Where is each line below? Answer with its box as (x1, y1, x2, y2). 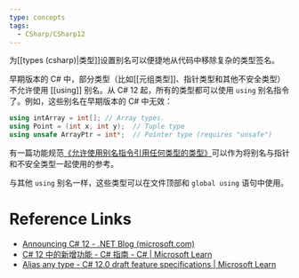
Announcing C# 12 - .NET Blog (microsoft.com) (21, 238, 196, 249)
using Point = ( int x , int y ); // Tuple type (9, 122, 185, 131)
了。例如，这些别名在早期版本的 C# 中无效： (9, 96, 173, 107)
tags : (9, 21, 29, 30)
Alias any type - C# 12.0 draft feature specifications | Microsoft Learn (21, 258, 277, 269)
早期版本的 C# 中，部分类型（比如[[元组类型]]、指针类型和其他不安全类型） (9, 74, 286, 84)
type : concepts (9, 12, 66, 22)
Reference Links (9, 210, 132, 229)
